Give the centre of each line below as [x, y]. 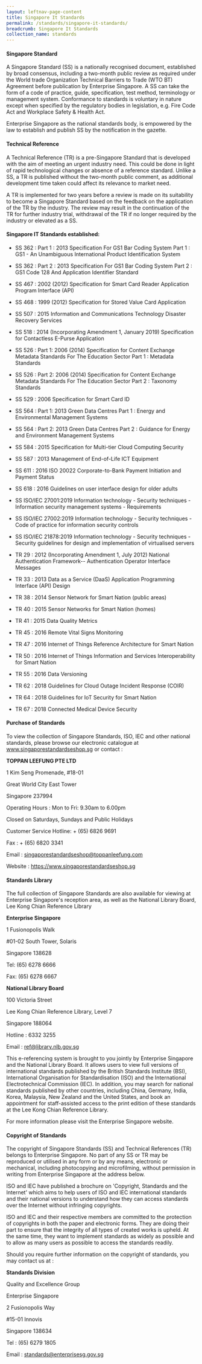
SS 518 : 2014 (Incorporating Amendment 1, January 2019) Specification [104, 332]
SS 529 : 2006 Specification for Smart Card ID [72, 399]
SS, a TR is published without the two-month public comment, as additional [99, 176]
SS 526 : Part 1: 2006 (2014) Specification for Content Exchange [95, 350]
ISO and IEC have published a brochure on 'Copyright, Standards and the [97, 1186]
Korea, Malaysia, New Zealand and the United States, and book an [88, 1097]
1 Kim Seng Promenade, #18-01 [45, 772]
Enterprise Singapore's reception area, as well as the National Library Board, [101, 900]
